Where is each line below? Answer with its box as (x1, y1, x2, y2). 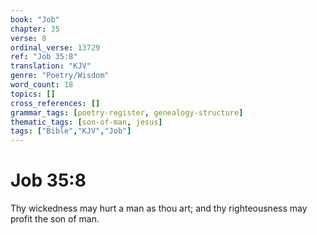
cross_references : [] (10, 98, 101, 108)
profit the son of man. (10, 213, 100, 225)
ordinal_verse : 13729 (10, 42, 101, 53)
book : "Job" (10, 14, 60, 25)
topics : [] (10, 89, 56, 99)
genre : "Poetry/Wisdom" (10, 71, 110, 81)
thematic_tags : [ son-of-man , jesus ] (10, 117, 163, 127)
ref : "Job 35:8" (10, 52, 78, 62)
